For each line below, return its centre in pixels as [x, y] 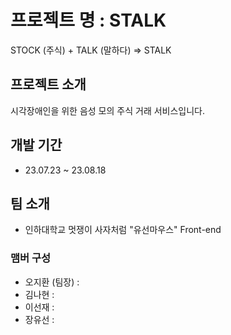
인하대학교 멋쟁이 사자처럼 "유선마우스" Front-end [123, 230]
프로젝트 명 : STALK [88, 20]
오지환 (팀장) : [52, 282]
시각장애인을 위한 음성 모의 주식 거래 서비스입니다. [108, 110]
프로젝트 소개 [48, 84]
